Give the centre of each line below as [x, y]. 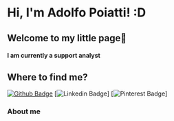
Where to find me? [47, 77]
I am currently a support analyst [54, 56]
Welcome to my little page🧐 [67, 38]
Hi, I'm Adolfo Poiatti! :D [77, 13]
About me [24, 111]
